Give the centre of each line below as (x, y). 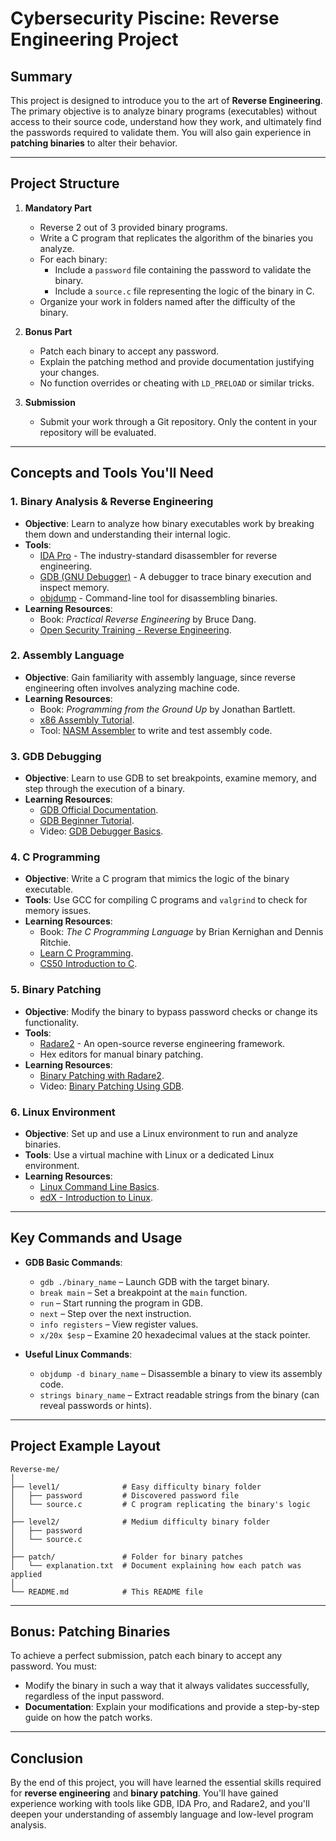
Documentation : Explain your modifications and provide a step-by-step (172, 1707)
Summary (41, 76)
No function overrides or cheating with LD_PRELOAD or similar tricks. (177, 383)
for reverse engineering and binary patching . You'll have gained (144, 1793)
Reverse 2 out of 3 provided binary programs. (133, 227)
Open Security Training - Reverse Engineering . (135, 629)
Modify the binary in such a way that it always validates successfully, (167, 1686)
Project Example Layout (86, 1446)
